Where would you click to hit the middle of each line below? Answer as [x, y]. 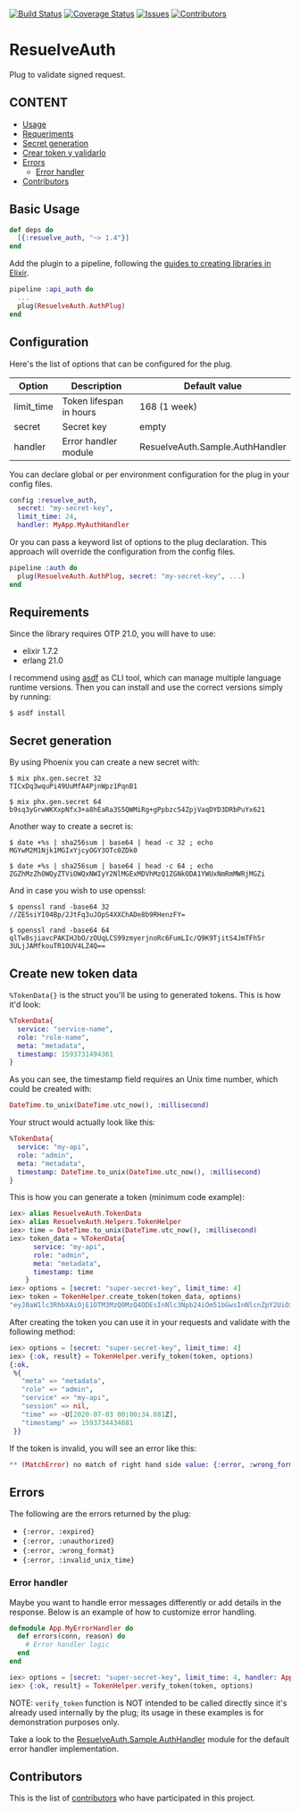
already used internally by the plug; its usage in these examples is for [137, 1712]
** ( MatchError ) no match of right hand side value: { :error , [127, 1464]
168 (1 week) [169, 407]
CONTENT [39, 103]
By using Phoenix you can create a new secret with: [104, 762]
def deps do [31, 230]
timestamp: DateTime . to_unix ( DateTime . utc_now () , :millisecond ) [139, 1172]
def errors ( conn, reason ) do [71, 1636]
